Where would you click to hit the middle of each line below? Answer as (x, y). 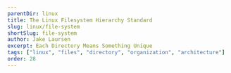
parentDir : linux (33, 14)
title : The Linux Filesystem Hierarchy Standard (80, 20)
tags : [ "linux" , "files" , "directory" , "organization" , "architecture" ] (116, 53)
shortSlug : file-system (42, 33)
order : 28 (22, 59)
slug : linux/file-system (44, 26)
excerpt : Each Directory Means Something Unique (80, 46)
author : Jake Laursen (39, 40)
